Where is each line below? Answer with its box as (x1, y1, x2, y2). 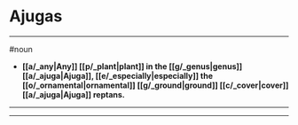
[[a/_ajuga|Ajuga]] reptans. (21, 89, 126, 99)
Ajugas (9, 6, 63, 27)
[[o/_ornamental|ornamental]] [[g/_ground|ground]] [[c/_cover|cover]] (21, 80, 289, 90)
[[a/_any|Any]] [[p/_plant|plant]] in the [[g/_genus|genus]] (21, 60, 243, 72)
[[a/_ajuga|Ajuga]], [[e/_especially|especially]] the (21, 70, 214, 81)
